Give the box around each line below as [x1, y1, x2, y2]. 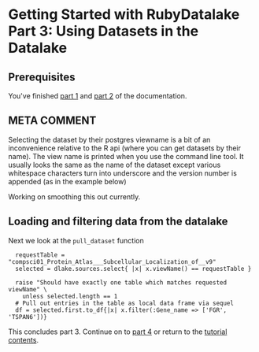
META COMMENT [8, 114, 97, 128]
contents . [8, 335, 39, 344]
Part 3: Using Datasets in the [8, 22, 199, 40]
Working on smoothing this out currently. [8, 191, 141, 202]
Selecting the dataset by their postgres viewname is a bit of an [8, 135, 211, 144]
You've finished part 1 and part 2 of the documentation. [8, 91, 187, 100]
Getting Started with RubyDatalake [8, 6, 240, 24]
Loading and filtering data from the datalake [8, 215, 228, 228]
